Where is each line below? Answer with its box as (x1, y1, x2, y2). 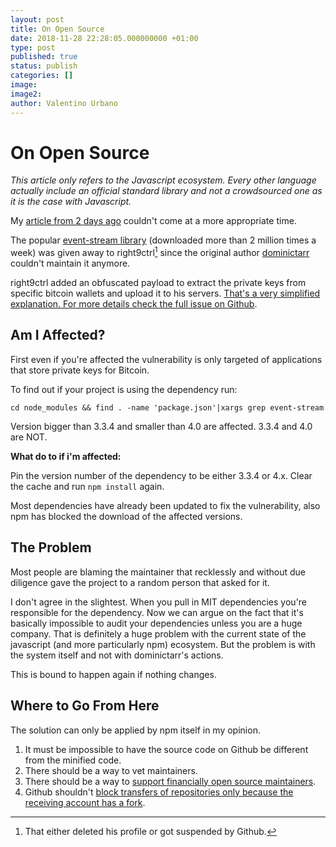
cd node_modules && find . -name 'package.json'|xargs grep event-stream (10, 402, 325, 413)
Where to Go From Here (10, 697, 160, 715)
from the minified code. (24, 754, 122, 766)
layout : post (10, 14, 65, 25)
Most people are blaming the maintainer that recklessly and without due (10, 566, 306, 578)
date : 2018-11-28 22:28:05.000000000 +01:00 (10, 33, 199, 43)
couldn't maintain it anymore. (10, 257, 131, 270)
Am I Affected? (10, 327, 106, 344)
